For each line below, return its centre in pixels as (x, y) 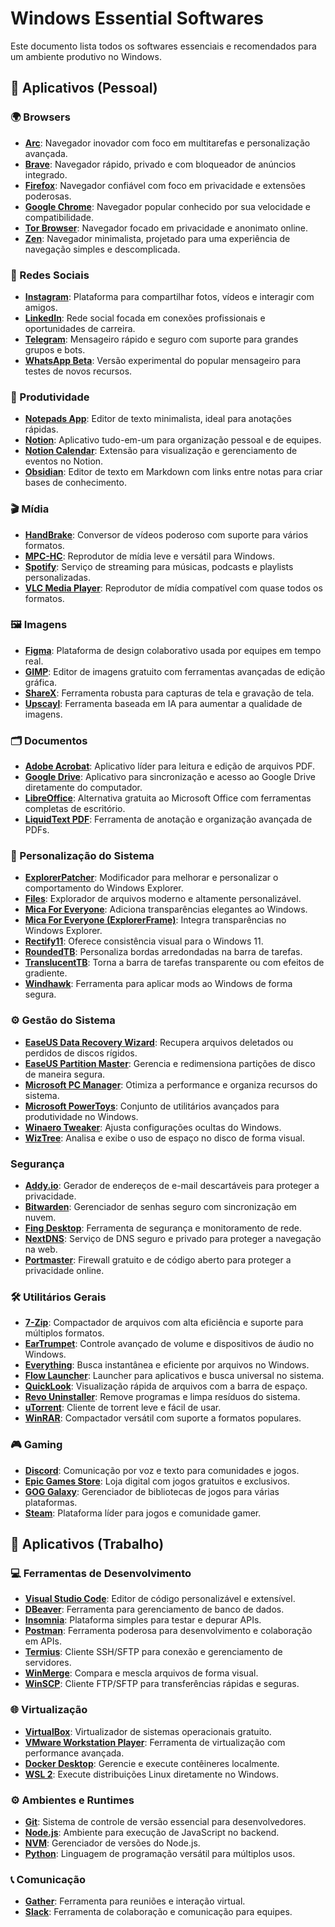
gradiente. (46, 973)
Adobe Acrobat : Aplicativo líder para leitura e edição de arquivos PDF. (170, 766)
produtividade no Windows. (81, 1116)
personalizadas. (57, 577)
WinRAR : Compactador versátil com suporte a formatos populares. (163, 1418)
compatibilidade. (59, 217)
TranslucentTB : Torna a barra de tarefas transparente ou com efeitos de (174, 963)
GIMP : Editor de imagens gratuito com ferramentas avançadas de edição (175, 671)
